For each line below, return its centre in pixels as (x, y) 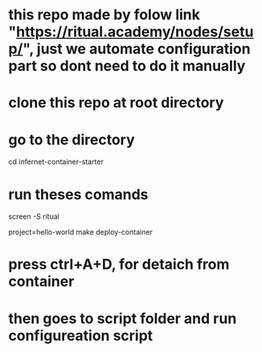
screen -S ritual (34, 217)
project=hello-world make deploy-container (80, 232)
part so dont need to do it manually (127, 66)
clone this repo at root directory (116, 103)
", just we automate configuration (137, 49)
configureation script (81, 336)
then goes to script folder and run (123, 318)
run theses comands (78, 194)
